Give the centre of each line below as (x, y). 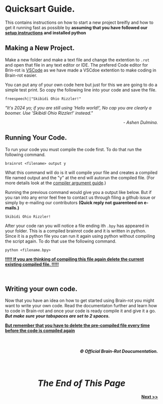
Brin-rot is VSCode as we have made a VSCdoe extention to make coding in (81, 70)
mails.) (12, 208)
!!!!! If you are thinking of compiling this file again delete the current (74, 259)
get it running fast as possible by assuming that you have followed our (76, 27)
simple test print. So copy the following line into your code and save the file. (81, 90)
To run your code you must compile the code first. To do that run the (73, 149)
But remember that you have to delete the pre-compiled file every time (77, 325)
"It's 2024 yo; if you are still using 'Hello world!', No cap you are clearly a (78, 107)
